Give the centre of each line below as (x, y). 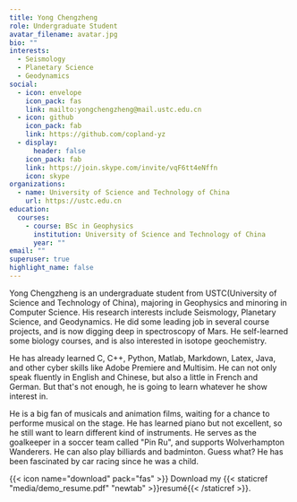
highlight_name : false (51, 268)
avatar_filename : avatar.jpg (64, 34)
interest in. (29, 396)
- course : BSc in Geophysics (80, 226)
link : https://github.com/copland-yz (96, 134)
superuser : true (39, 260)
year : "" (49, 243)
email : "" (28, 251)
